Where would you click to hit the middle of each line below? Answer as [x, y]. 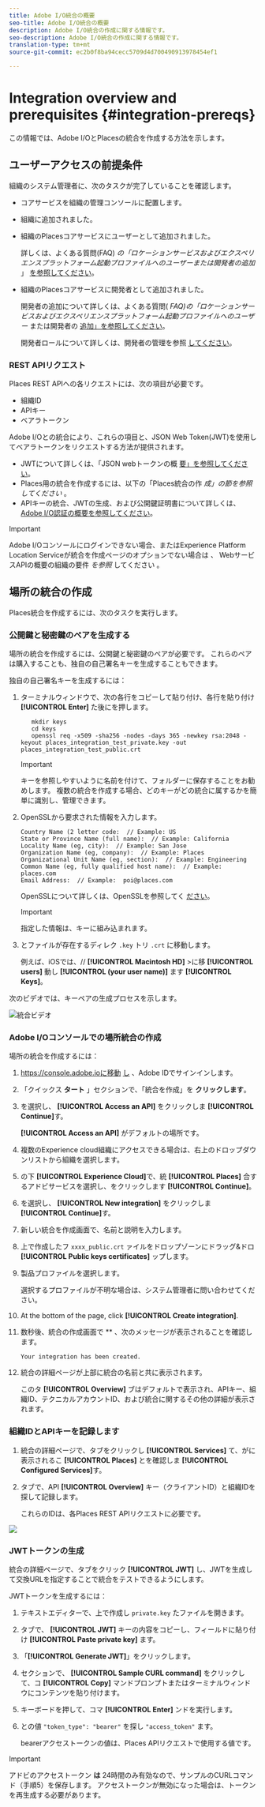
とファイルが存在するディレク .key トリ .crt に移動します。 [118, 945]
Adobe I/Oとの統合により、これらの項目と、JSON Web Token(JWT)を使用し [133, 437]
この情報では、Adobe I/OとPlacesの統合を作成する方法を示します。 [119, 137]
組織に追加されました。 [58, 219]
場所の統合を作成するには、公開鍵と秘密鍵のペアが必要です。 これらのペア [131, 654]
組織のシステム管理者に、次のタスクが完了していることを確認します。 [122, 186]
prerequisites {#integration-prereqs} [132, 115]
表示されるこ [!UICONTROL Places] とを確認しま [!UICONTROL [124, 1460]
